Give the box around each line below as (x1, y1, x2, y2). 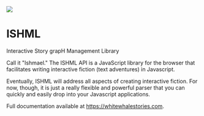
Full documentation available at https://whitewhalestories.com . (6, 102, 164, 110)
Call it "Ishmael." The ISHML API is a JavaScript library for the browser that (6, 59, 195, 66)
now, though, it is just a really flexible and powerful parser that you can (6, 83, 185, 91)
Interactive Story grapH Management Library (6, 47, 119, 55)
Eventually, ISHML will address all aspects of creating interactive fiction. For (6, 77, 198, 85)
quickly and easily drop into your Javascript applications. (6, 90, 150, 98)
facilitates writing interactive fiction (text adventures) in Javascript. (6, 65, 175, 73)
